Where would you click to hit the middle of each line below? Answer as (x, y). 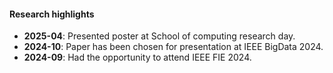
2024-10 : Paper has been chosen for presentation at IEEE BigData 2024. (173, 47)
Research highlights (52, 14)
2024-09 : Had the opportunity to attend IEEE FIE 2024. (137, 57)
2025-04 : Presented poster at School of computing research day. (159, 36)
